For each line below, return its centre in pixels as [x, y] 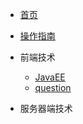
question [53, 87]
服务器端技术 [46, 108]
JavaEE [50, 77]
